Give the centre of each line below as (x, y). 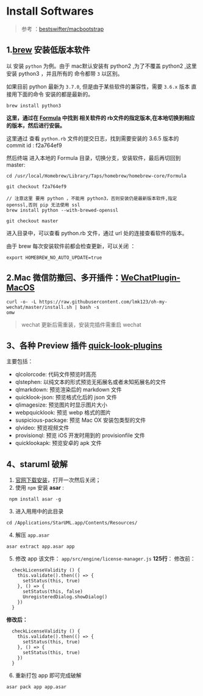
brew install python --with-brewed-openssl (62, 210)
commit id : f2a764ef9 (34, 145)
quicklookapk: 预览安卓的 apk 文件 (58, 443)
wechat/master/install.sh (39, 307)
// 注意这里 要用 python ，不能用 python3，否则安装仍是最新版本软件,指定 (92, 198)
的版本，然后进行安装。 (36, 125)
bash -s (90, 307)
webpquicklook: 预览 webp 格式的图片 (63, 413)
